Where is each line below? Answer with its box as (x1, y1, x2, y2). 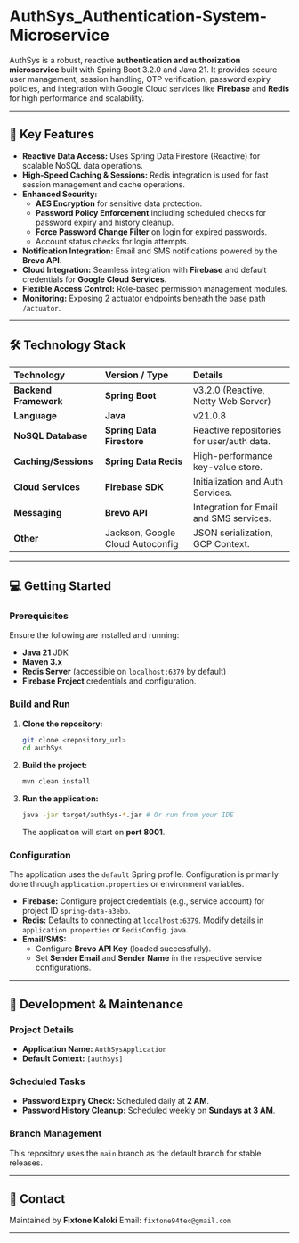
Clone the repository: (21, 718, 103, 729)
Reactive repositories (192, 424, 282, 436)
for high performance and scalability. (9, 92, 145, 104)
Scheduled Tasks (9, 1075, 86, 1088)
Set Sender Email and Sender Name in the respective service (35, 953, 263, 964)
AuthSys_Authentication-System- (9, 6, 268, 27)
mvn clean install (21, 777, 91, 786)
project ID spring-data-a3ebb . (21, 906, 131, 916)
